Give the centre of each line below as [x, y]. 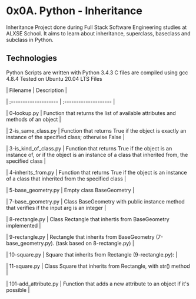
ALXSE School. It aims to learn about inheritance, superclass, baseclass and [98, 33]
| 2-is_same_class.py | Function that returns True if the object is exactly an [96, 130]
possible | [18, 290]
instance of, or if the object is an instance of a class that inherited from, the [97, 155]
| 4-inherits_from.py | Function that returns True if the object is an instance [97, 172]
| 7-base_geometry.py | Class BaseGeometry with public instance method [96, 201]
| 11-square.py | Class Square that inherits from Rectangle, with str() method [98, 266]
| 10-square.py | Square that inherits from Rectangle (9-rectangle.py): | [92, 254]
